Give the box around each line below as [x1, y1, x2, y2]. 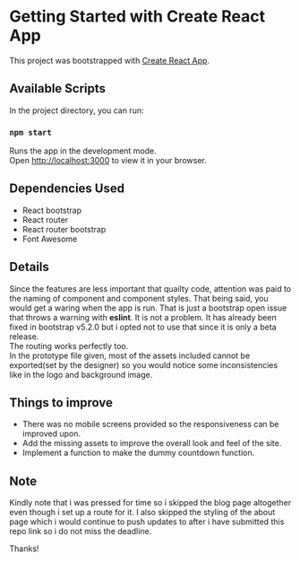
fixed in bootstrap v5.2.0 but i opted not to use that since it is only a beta [9, 321, 277, 332]
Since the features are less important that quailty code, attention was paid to [9, 283, 292, 294]
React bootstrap [21, 205, 82, 215]
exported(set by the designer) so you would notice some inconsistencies [9, 359, 279, 370]
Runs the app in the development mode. [9, 145, 157, 156]
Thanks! [9, 543, 39, 554]
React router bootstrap [21, 224, 107, 234]
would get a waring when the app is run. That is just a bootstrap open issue [9, 302, 287, 313]
